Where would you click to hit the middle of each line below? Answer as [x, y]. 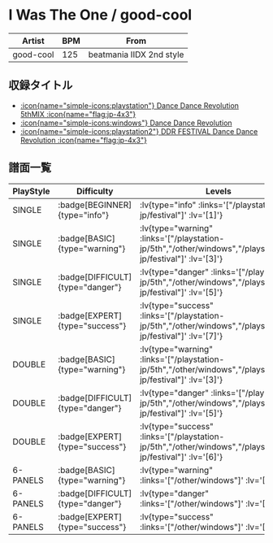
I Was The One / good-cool [100, 15]
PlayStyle [31, 191]
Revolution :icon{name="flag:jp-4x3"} [84, 140]
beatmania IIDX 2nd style [136, 54]
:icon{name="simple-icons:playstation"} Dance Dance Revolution [130, 105]
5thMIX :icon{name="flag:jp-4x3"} [78, 114]
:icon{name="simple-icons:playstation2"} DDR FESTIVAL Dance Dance [139, 131]
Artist [33, 41]
